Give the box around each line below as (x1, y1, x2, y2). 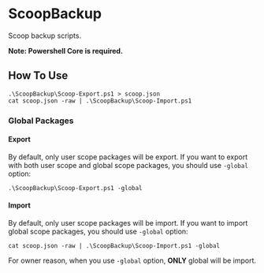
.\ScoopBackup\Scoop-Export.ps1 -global (8, 184, 143, 192)
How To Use (8, 69, 69, 83)
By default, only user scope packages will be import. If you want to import (8, 219, 248, 228)
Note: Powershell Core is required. (8, 46, 124, 55)
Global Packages (8, 115, 74, 126)
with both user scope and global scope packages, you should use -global (8, 160, 248, 170)
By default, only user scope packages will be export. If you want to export (8, 151, 248, 162)
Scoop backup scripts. (8, 31, 81, 40)
